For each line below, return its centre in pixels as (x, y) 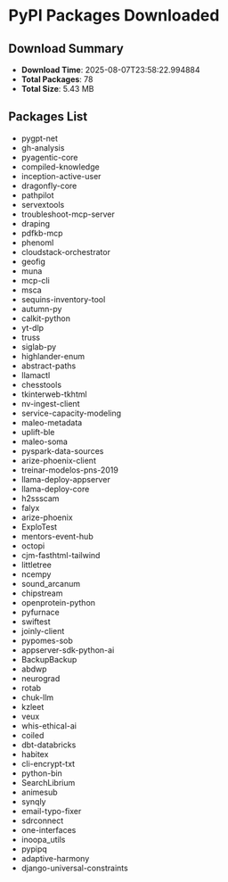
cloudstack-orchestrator (65, 251)
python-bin (42, 773)
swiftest (36, 622)
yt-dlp (33, 327)
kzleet (33, 706)
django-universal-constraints (74, 868)
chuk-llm (37, 697)
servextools (43, 204)
